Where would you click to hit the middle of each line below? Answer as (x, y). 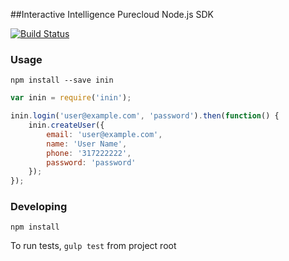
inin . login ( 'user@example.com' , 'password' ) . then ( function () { (145, 116)
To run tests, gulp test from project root (93, 246)
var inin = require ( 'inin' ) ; (71, 98)
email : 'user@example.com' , (104, 134)
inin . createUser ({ (66, 125)
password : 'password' (91, 162)
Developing (39, 207)
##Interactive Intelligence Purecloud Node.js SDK (112, 14)
